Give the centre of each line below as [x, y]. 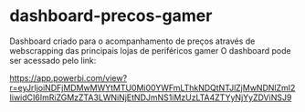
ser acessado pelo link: [53, 60]
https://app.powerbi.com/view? [68, 77]
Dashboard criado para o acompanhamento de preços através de [132, 41]
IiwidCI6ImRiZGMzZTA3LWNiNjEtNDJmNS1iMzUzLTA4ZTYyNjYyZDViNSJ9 [151, 97]
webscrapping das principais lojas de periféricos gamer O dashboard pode [150, 50]
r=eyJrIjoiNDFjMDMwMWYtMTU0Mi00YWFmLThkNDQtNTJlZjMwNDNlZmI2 [152, 87]
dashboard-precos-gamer [111, 16]
